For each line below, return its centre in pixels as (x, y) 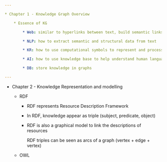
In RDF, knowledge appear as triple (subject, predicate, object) (91, 116)
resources (37, 131)
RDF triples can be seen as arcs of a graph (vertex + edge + (88, 140)
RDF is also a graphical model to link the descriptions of (84, 125)
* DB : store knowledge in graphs (57, 68)
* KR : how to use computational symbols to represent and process (93, 50)
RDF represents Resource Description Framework (78, 106)
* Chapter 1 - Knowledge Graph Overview (47, 14)
